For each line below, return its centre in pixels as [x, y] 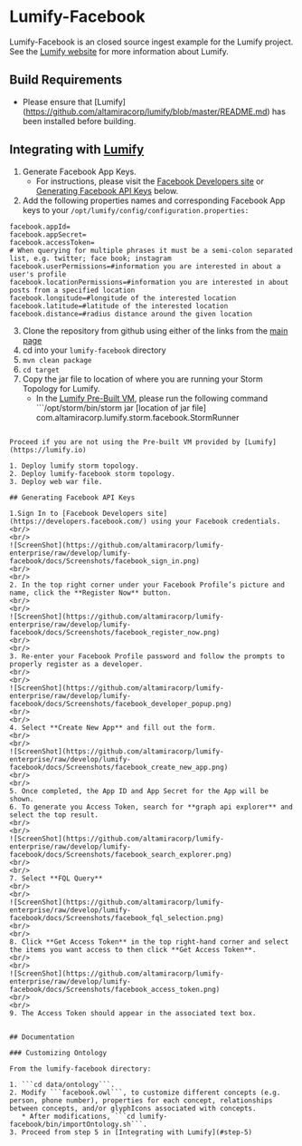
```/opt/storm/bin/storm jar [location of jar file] [121, 408]
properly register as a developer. [76, 664]
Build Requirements [66, 80]
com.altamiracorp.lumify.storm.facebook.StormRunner [137, 417]
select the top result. [54, 815]
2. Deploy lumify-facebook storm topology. [93, 473]
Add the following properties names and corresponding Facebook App [154, 200]
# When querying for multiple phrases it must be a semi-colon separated [151, 250]
